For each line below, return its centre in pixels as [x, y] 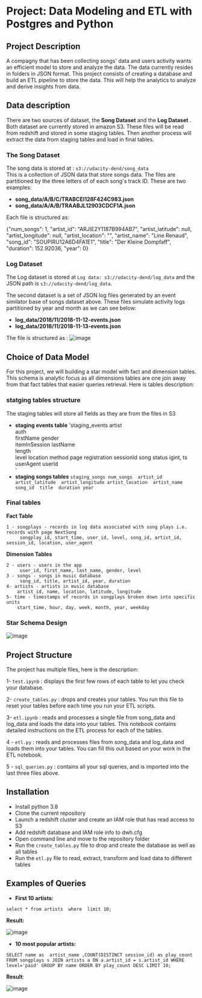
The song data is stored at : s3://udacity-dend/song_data [77, 168]
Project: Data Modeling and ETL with [99, 11]
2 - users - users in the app [44, 565]
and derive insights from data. [43, 86]
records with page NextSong [42, 532]
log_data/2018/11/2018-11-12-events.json [68, 320]
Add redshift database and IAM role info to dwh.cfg [79, 832]
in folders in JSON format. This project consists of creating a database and [99, 73]
